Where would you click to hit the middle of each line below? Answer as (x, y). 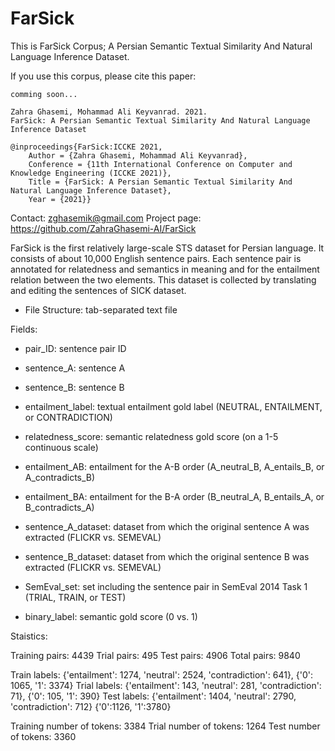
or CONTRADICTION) (68, 417)
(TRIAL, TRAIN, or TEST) (75, 597)
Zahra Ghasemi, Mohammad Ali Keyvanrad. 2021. (109, 112)
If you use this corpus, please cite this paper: (103, 76)
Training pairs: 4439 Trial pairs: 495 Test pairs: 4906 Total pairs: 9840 (155, 655)
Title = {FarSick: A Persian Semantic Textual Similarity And (160, 182)
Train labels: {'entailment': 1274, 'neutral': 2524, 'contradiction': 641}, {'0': (162, 674)
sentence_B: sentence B (74, 387)
